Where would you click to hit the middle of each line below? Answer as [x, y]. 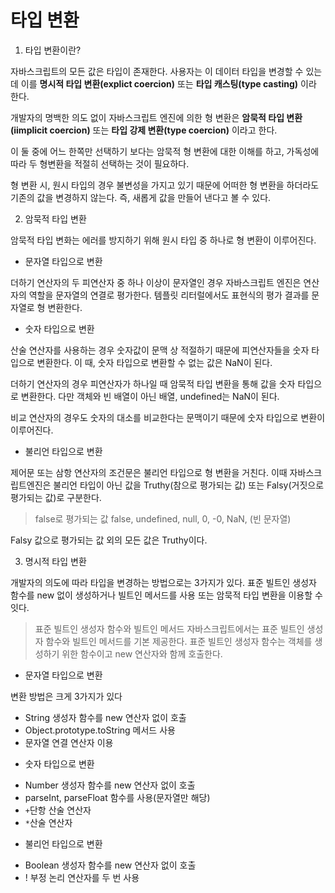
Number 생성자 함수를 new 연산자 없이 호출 [110, 785]
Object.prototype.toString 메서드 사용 [100, 730]
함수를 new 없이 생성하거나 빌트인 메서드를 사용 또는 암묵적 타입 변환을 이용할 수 [166, 595]
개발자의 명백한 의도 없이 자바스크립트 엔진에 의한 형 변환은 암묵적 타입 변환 [156, 117]
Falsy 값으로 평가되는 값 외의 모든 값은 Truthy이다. [109, 540]
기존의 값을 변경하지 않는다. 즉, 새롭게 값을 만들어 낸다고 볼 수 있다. [141, 197]
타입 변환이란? [53, 50]
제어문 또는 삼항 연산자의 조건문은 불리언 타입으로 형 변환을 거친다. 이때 [149, 472]
